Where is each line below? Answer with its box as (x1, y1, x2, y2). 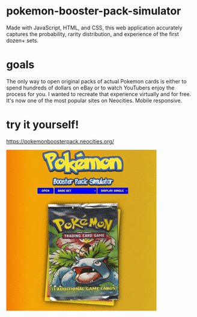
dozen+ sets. (6, 37, 39, 44)
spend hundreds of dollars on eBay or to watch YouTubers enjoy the (6, 84, 175, 91)
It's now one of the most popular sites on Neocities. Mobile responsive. (6, 97, 183, 104)
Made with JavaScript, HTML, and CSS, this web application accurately (6, 24, 183, 31)
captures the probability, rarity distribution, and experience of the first (6, 30, 179, 37)
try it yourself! (6, 118, 79, 131)
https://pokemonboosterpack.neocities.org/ (6, 137, 114, 145)
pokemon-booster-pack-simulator (6, 4, 181, 18)
